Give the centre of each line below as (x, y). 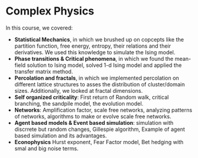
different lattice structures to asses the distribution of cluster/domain (99, 84)
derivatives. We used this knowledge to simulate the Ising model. (95, 52)
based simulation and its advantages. (60, 135)
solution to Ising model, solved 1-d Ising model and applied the (104, 65)
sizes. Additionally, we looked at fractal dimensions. (78, 90)
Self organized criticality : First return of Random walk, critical (91, 97)
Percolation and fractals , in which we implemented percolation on (97, 78)
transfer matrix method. (44, 71)
